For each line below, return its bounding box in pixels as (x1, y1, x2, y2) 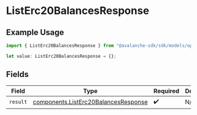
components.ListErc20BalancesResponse (33, 98, 148, 106)
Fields (6, 69, 29, 79)
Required (153, 86, 180, 95)
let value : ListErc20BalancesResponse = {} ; (6, 53, 117, 59)
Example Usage (6, 27, 64, 37)
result (9, 99, 28, 106)
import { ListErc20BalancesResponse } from (6, 43, 114, 48)
